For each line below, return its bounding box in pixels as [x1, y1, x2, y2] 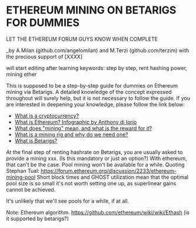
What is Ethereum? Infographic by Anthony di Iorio [14, 118, 137, 125]
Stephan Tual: [6, 167, 40, 174]
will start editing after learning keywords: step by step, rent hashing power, [6, 64, 187, 71]
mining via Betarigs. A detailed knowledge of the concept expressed [6, 88, 172, 95]
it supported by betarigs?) [6, 215, 69, 222]
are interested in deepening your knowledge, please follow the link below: [6, 100, 185, 108]
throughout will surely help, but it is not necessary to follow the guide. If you [6, 95, 190, 102]
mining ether [6, 71, 37, 78]
